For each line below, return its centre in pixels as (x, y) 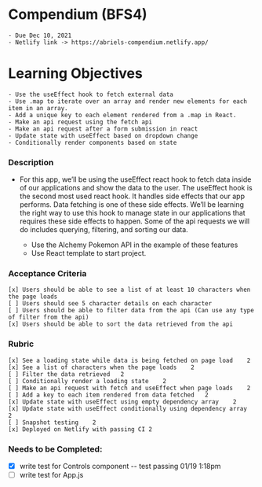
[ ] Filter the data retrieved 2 (66, 374)
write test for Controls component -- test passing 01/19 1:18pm (120, 467)
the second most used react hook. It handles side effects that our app (132, 196)
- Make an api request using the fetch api (80, 122)
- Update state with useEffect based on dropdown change (103, 135)
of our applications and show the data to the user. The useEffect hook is (136, 188)
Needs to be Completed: (55, 448)
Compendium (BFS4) (78, 15)
